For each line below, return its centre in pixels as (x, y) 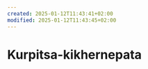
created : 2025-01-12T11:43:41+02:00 (60, 14)
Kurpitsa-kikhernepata (75, 55)
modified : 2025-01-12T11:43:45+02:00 (62, 20)
